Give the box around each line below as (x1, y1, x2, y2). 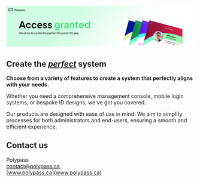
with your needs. (6, 81, 50, 88)
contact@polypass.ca (6, 162, 60, 169)
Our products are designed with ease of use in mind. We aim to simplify (6, 110, 183, 118)
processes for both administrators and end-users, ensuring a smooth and (6, 117, 187, 124)
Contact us (6, 140, 49, 150)
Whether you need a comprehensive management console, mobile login (6, 92, 184, 100)
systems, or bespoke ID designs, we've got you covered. (6, 99, 147, 106)
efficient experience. (6, 123, 57, 131)
